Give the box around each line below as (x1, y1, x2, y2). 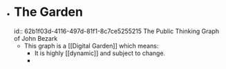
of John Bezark (13, 34, 58, 42)
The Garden (13, 4, 83, 20)
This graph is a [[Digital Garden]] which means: (23, 41, 159, 50)
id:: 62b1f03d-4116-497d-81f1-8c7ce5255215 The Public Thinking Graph (13, 27, 220, 35)
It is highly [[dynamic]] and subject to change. (34, 49, 166, 57)
